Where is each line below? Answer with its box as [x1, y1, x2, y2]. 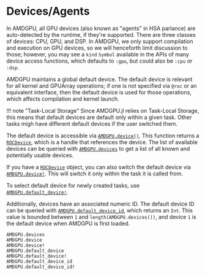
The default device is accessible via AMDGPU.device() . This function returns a [6, 132, 199, 139]
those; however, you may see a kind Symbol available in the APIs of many [6, 50, 190, 58]
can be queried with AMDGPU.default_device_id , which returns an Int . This [6, 207, 193, 214]
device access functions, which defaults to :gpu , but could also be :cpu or [6, 57, 193, 64]
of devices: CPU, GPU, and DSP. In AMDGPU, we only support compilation [6, 37, 193, 45]
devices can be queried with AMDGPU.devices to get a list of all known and [6, 145, 190, 152]
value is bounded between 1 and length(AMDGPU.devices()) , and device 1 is [6, 213, 197, 220]
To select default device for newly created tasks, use [6, 182, 140, 189]
